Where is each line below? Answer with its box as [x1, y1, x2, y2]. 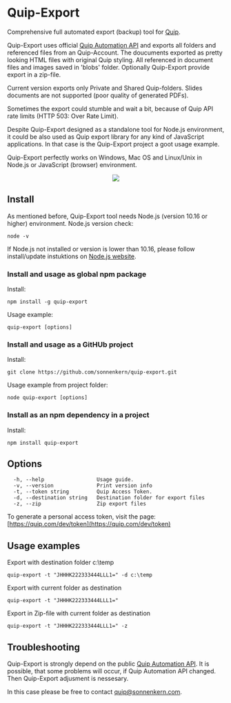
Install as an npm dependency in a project [7, 410, 150, 420]
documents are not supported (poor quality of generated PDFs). [7, 91, 189, 99]
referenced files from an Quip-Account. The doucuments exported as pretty [7, 48, 223, 57]
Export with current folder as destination [7, 584, 122, 592]
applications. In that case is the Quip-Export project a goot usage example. [7, 139, 220, 148]
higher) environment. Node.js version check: [7, 219, 134, 227]
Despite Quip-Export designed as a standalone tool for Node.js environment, [7, 125, 225, 133]
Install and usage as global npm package [7, 269, 147, 279]
